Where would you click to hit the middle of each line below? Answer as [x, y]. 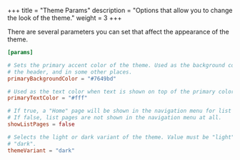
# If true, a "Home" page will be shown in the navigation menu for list [120, 111]
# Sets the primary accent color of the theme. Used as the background [116, 65]
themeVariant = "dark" [41, 150]
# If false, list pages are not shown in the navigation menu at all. [115, 118]
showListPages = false [41, 124]
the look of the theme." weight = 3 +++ [65, 18]
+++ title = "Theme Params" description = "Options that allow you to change [120, 10]
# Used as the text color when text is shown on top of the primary [111, 91]
